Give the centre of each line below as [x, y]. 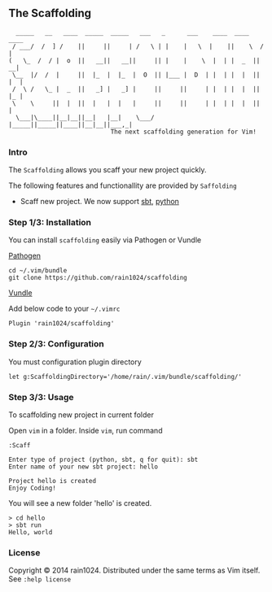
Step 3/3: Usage [41, 397]
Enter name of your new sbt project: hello [83, 467]
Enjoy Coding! [33, 488]
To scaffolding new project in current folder [81, 415]
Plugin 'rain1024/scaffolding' [61, 324]
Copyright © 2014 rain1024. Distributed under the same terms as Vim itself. [134, 570]
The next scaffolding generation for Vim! [183, 132]
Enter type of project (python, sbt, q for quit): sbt [103, 459]
